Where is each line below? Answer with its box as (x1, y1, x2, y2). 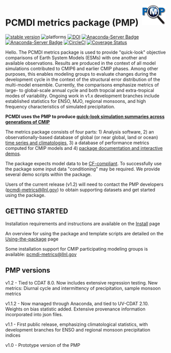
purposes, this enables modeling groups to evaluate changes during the (5, 71, 157, 77)
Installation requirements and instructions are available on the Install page (5, 220, 160, 227)
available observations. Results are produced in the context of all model (5, 60, 156, 66)
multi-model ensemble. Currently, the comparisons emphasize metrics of (5, 81, 159, 88)
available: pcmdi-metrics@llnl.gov (5, 251, 77, 257)
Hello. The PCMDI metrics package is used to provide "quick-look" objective (5, 49, 166, 55)
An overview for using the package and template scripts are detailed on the (5, 230, 164, 236)
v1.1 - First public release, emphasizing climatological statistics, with (5, 321, 148, 327)
